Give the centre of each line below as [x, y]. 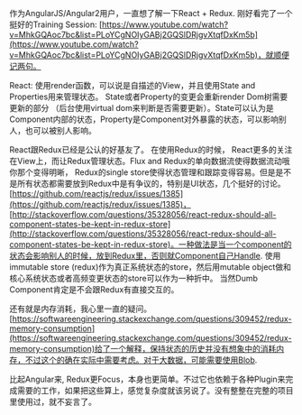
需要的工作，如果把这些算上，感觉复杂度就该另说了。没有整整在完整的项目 [155, 390]
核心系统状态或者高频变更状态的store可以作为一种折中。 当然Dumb [134, 278]
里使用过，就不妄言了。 [53, 401]
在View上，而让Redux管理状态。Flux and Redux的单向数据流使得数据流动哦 [150, 161]
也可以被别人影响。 [60, 130]
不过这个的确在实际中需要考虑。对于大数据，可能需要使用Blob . [141, 360]
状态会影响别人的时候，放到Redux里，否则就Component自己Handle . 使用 [145, 256]
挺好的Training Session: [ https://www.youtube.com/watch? [119, 24]
